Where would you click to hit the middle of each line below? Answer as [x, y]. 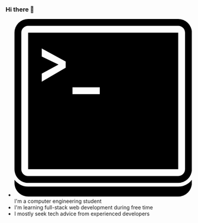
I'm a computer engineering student [58, 201]
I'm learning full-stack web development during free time [83, 207]
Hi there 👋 [20, 9]
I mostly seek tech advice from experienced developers [82, 214]
